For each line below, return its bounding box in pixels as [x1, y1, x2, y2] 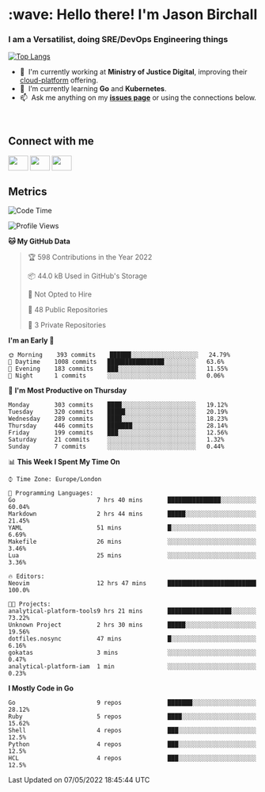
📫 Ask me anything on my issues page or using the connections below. [19, 93, 257, 102]
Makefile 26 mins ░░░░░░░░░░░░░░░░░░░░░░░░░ [8, 538, 257, 546]
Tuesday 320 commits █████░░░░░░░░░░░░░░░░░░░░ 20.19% [8, 408, 228, 416]
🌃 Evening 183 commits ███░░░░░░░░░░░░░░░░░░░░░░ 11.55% [8, 365, 228, 373]
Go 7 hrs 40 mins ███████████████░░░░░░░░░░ [8, 496, 257, 504]
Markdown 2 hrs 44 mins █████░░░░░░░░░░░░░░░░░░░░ [8, 510, 257, 518]
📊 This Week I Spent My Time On [8, 457, 120, 467]
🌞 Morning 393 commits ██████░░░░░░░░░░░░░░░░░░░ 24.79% [8, 351, 231, 359]
